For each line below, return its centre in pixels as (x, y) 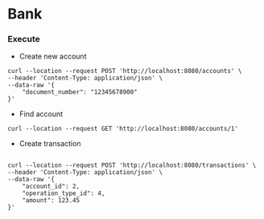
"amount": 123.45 (51, 201)
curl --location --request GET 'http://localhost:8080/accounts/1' (123, 129)
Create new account (53, 56)
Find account (41, 114)
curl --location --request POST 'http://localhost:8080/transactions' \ (132, 165)
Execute (24, 39)
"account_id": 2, (51, 187)
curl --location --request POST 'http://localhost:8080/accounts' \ (125, 71)
